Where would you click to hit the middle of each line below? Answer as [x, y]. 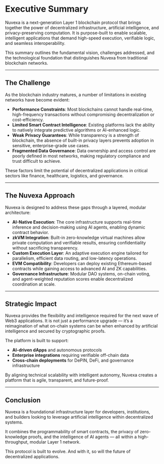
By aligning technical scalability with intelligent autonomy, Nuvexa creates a [81, 375]
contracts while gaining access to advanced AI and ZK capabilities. [80, 269]
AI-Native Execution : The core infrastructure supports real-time [77, 222]
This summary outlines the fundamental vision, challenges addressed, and [80, 53]
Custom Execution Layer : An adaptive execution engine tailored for [80, 253]
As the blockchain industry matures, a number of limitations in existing [76, 95]
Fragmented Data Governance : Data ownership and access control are [84, 151]
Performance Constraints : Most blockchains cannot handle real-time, [83, 109]
